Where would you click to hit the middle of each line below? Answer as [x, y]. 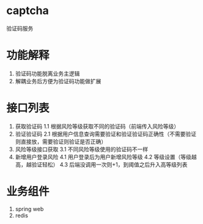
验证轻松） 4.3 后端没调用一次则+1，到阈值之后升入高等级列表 [109, 164]
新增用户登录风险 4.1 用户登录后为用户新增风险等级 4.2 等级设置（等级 [103, 157]
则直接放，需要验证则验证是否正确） [61, 141]
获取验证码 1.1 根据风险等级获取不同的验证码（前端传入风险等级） [97, 126]
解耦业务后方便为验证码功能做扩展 [58, 81]
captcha [28, 11]
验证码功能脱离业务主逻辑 [47, 73]
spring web [29, 209]
